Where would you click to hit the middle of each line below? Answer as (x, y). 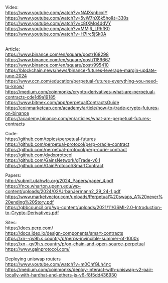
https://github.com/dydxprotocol (39, 155)
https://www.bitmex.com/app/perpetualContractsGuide (62, 102)
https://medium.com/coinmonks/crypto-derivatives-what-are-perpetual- (80, 92)
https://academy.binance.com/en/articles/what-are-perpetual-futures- (78, 118)
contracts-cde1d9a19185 (31, 97)
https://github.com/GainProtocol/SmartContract (54, 166)
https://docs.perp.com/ (29, 228)
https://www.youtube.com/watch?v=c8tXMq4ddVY (58, 23)
